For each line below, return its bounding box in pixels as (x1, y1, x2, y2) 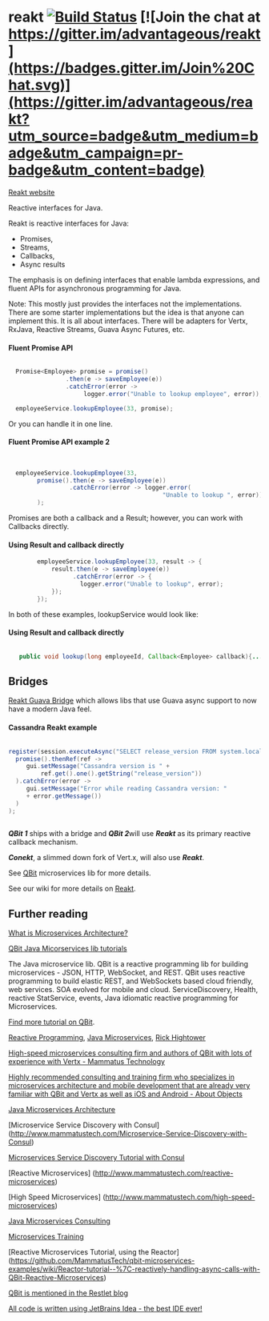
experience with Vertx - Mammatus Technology (8, 1057, 166, 1067)
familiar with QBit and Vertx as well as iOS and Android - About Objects (8, 1089, 243, 1099)
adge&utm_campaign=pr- (8, 144, 184, 162)
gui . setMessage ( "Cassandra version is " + (26, 763, 171, 771)
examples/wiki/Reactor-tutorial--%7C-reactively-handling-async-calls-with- (8, 1264, 260, 1274)
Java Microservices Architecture (8, 1105, 116, 1115)
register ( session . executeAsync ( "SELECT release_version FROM (8, 747, 217, 755)
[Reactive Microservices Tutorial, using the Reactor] (8, 1247, 180, 1257)
